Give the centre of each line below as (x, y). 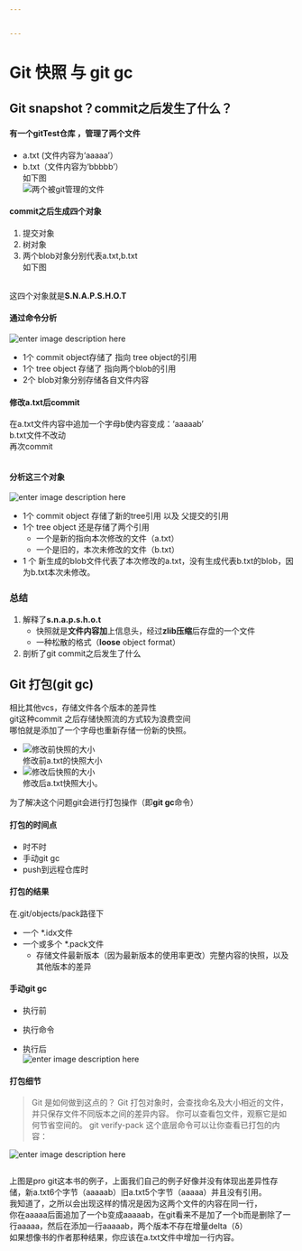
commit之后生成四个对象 (55, 211)
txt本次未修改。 (66, 572)
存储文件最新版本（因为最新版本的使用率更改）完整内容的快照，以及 (162, 955)
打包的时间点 (33, 825)
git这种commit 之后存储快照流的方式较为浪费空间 (100, 719)
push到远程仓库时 (55, 869)
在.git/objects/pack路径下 (57, 913)
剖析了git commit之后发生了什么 (82, 653)
